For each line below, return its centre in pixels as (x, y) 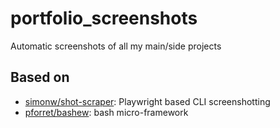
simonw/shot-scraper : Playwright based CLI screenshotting (147, 101)
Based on (40, 77)
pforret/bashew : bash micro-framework (106, 112)
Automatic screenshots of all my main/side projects (116, 46)
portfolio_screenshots (104, 18)
